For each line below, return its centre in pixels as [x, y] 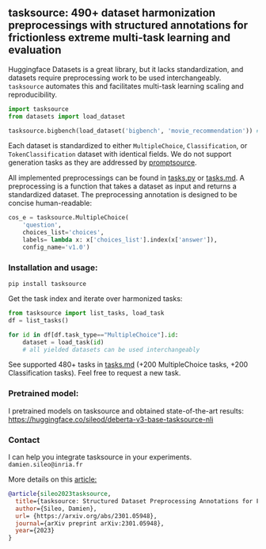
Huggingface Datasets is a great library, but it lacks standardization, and [126, 69]
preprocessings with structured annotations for [128, 26]
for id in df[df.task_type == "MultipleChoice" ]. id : [93, 335]
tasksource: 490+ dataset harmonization [112, 13]
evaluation [35, 50]
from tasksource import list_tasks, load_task [86, 313]
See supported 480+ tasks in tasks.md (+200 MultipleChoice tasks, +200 [128, 364]
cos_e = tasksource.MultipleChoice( [68, 218]
